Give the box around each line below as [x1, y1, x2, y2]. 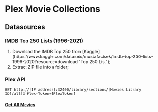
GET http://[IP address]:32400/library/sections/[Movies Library [5, 87, 141, 92]
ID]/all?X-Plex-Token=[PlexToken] [5, 92, 76, 96]
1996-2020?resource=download [12, 58, 78, 64]
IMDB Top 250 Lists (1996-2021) [5, 37, 83, 44]
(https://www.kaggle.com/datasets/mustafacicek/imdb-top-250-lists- [12, 54, 153, 59]
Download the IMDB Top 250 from [12, 48, 81, 54]
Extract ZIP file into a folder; [12, 64, 69, 70]
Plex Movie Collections [5, 3, 101, 15]
